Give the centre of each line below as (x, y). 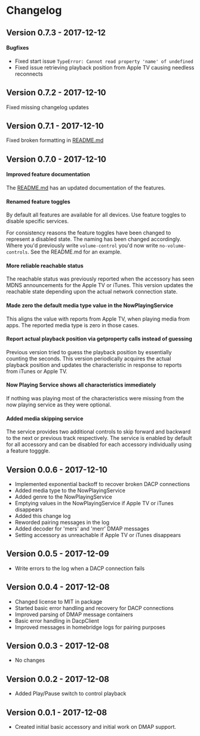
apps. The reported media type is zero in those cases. (73, 325)
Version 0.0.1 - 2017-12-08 (57, 712)
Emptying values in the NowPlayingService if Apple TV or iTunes (94, 503)
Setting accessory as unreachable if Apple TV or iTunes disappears (98, 535)
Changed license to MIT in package (59, 601)
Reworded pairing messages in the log (62, 523)
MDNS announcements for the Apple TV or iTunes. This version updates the (100, 285)
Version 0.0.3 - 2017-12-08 (58, 646)
